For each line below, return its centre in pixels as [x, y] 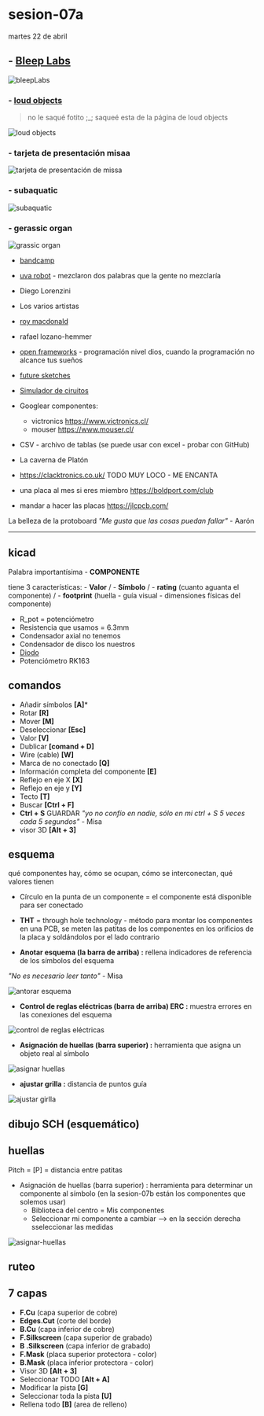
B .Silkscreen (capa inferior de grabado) [85, 1345]
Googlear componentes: [59, 406]
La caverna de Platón [54, 460]
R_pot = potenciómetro [57, 619]
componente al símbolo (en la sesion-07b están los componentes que [132, 1193]
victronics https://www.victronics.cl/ [90, 421]
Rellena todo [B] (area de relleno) [73, 1404]
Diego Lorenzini [45, 291]
